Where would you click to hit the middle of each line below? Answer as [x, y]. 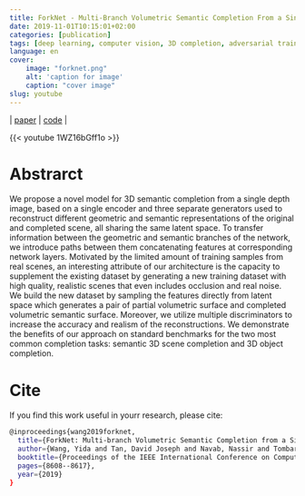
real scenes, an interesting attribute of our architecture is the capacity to [145, 267]
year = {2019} [40, 474]
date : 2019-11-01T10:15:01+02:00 [73, 26]
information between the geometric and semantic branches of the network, [150, 238]
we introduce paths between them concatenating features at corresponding [151, 247]
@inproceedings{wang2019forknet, [73, 432]
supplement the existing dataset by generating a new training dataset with [148, 276]
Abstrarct [46, 174]
